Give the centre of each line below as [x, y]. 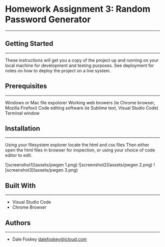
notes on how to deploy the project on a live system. [58, 70]
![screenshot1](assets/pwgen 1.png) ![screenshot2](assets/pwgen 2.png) [79, 165]
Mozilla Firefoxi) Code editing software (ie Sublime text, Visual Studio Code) [82, 108]
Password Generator [48, 19]
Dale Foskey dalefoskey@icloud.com [49, 239]
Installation [23, 128]
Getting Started [29, 44]
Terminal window [22, 113]
